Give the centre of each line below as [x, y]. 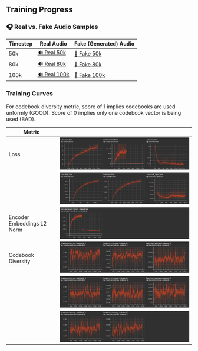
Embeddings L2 [28, 224]
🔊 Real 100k [53, 74]
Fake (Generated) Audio [104, 44]
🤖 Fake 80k [88, 65]
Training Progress [39, 10]
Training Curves [30, 94]
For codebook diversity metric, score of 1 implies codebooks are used [91, 107]
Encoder [19, 217]
